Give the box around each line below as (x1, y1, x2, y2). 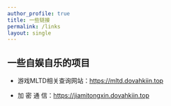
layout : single (7, 29, 52, 37)
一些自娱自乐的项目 (7, 57, 90, 69)
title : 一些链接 (7, 17, 50, 24)
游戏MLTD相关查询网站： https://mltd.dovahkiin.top (17, 77, 164, 85)
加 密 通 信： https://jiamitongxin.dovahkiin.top (17, 91, 150, 100)
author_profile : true (7, 10, 70, 17)
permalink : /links (7, 23, 61, 30)
